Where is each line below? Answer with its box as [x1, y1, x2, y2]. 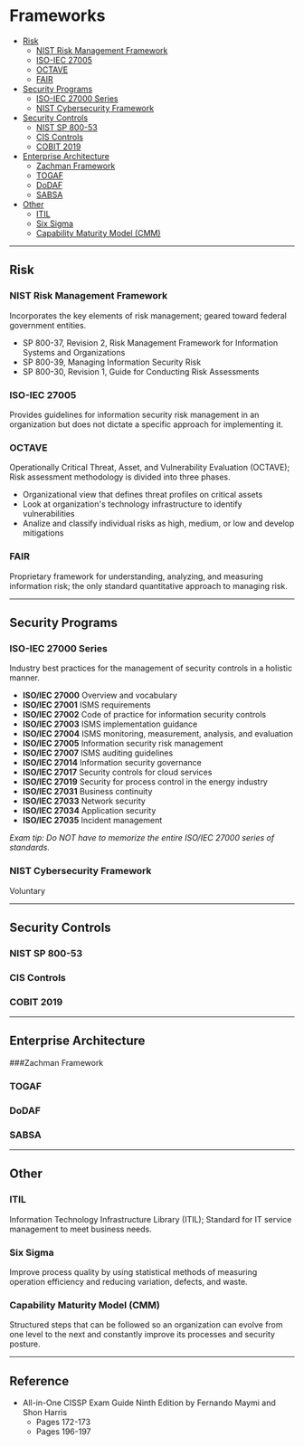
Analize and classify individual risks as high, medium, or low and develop [22, 518, 295, 529]
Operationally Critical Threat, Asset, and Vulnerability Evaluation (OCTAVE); [9, 462, 290, 473]
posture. [9, 1338, 41, 1349]
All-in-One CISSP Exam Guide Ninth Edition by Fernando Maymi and [22, 1397, 276, 1408]
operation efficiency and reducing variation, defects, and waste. [9, 1276, 248, 1287]
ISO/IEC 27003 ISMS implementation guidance [22, 718, 198, 729]
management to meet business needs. [9, 1223, 152, 1234]
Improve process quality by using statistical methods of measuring [9, 1266, 258, 1277]
